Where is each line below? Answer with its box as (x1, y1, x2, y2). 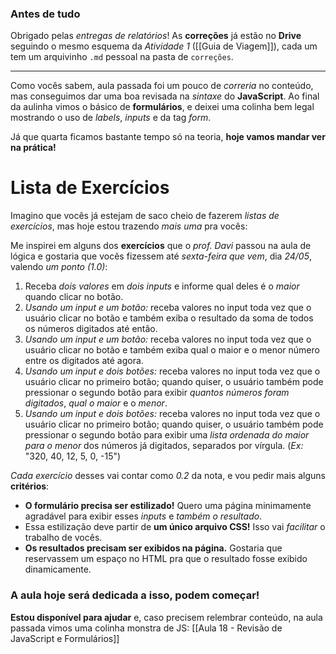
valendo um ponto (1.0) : (10, 261, 108, 273)
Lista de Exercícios (10, 177, 170, 199)
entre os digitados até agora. (24, 355, 144, 367)
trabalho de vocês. (24, 532, 103, 544)
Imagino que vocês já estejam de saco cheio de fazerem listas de (10, 210, 280, 222)
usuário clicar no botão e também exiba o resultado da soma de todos (24, 312, 314, 324)
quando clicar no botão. (24, 291, 124, 303)
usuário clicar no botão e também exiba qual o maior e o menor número (24, 344, 320, 356)
